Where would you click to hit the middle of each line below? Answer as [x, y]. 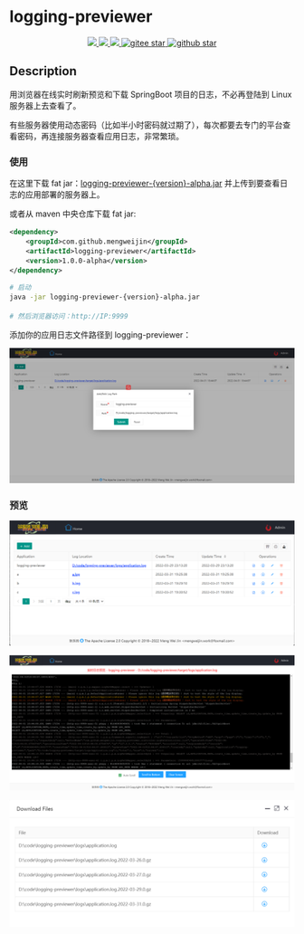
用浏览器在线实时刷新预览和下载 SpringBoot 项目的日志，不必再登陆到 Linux [151, 94]
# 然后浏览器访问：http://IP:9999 [69, 317]
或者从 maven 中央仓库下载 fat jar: [73, 214]
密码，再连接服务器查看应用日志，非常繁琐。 [100, 136]
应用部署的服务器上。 [65, 195]
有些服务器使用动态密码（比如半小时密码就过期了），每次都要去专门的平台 [146, 125]
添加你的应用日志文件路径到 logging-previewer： [100, 334]
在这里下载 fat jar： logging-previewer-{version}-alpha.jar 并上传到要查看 [145, 184]
